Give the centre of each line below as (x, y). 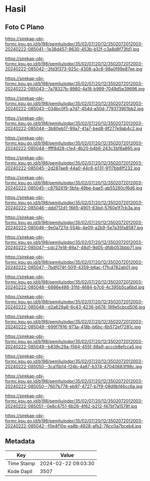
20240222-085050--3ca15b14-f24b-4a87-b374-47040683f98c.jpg (74, 366)
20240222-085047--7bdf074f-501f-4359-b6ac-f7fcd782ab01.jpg (71, 267)
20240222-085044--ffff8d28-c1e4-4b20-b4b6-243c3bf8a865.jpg (73, 148)
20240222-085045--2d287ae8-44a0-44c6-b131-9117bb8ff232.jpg (73, 168)
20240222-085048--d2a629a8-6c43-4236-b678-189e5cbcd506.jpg (75, 307)
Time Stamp (21, 463)
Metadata (20, 441)
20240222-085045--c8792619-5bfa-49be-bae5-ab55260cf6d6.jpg (74, 188)
